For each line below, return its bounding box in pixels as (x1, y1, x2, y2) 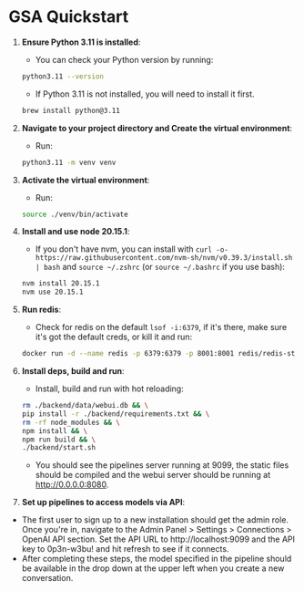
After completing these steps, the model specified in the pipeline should (21, 554, 292, 565)
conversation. (21, 573, 74, 584)
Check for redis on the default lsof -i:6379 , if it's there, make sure (35, 322, 288, 333)
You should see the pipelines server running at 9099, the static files (35, 460, 289, 471)
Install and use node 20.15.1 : (21, 226, 130, 237)
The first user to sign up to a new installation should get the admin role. (21, 514, 289, 525)
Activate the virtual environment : (21, 174, 150, 185)
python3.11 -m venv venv (21, 158, 117, 167)
